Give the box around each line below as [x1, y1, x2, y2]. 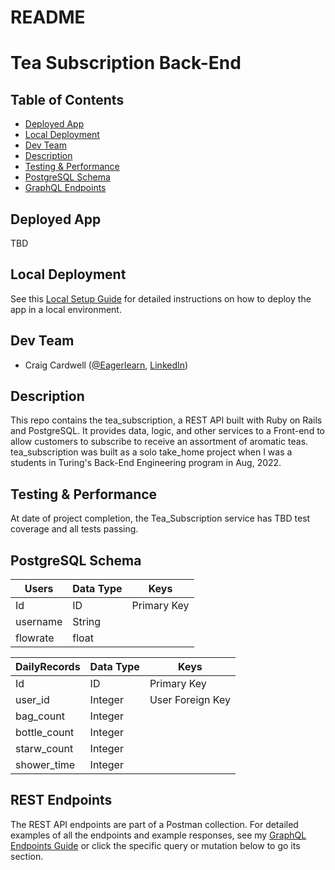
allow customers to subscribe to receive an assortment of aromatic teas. [10, 436, 309, 448]
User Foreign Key [149, 693, 231, 707]
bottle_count [15, 726, 75, 740]
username [15, 615, 63, 629]
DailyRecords [15, 660, 81, 674]
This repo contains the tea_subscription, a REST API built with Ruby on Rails [10, 414, 323, 426]
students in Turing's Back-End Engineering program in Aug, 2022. [10, 457, 282, 469]
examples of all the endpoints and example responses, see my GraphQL [10, 829, 307, 841]
